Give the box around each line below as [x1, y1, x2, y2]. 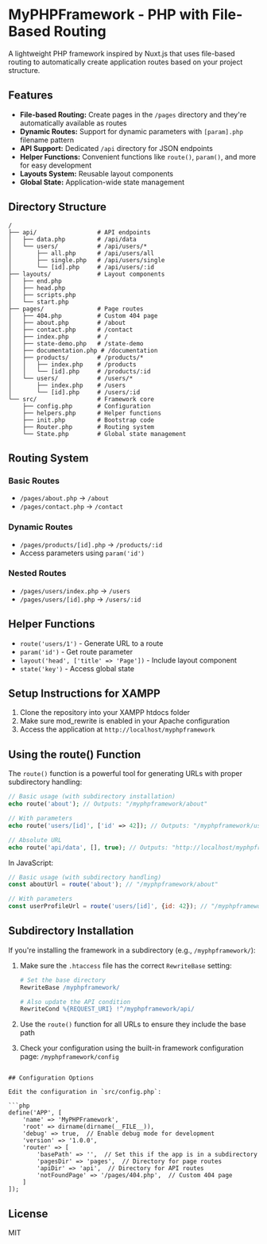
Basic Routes [8, 475, 60, 486]
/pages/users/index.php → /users [19, 585, 131, 595]
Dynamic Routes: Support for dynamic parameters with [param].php [19, 126, 244, 136]
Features [8, 89, 53, 102]
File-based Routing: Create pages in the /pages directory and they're [19, 110, 247, 119]
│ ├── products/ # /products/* [8, 353, 145, 361]
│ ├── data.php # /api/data [8, 235, 137, 243]
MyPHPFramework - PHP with [8, 6, 209, 24]
